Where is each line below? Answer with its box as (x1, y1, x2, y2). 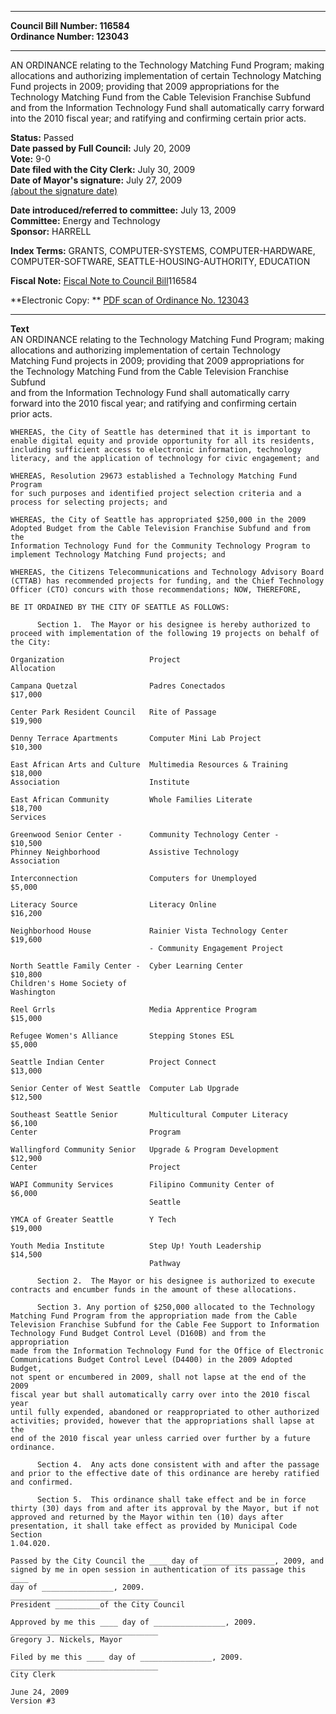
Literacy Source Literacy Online (10, 900, 217, 910)
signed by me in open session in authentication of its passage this (10, 1565, 307, 1575)
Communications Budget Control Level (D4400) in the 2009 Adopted (10, 1355, 293, 1365)
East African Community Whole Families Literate (10, 795, 253, 805)
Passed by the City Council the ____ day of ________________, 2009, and (10, 1556, 325, 1566)
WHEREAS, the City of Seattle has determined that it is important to (10, 427, 311, 437)
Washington (10, 987, 56, 997)
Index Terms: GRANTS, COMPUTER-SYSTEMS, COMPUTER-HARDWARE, (10, 245, 316, 256)
